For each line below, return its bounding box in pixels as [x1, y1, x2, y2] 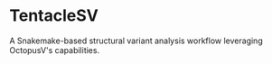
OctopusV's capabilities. [9, 44, 100, 55]
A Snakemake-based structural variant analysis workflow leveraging [9, 35, 264, 46]
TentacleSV [9, 5, 99, 26]
